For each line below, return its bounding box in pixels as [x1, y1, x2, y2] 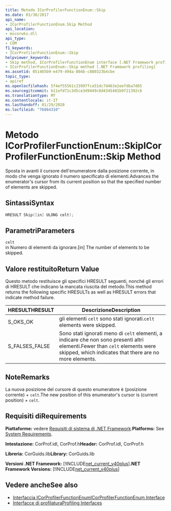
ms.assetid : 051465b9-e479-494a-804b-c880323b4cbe [5, 69, 115, 75]
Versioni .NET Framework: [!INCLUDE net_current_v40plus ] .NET [5, 460, 141, 467]
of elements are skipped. [5, 184, 58, 190]
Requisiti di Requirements [5, 412, 87, 421]
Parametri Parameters [5, 227, 75, 235]
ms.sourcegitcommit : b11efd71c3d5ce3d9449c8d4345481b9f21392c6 [5, 88, 142, 93]
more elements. [59, 355, 97, 362]
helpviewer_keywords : [5, 55, 51, 60]
